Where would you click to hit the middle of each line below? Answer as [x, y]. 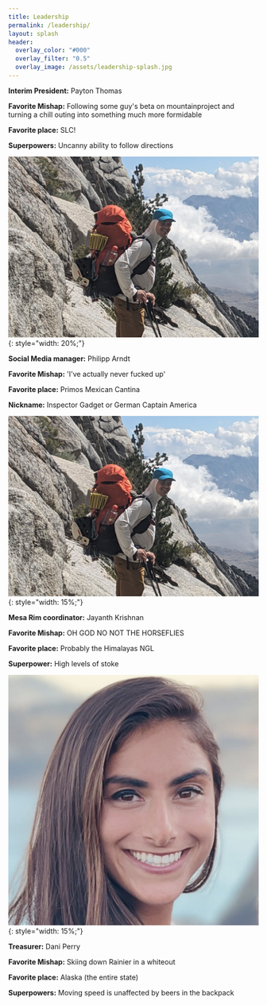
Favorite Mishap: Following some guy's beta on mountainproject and [121, 106]
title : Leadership [39, 17]
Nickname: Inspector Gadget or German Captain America [103, 405]
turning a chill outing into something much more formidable [105, 114]
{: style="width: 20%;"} [46, 343]
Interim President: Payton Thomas [65, 91]
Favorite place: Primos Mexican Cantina [74, 389]
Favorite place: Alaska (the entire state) [74, 977]
